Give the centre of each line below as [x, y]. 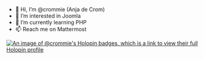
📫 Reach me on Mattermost [51, 29]
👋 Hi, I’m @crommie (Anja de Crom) [60, 9]
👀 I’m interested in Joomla [48, 16]
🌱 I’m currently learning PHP [51, 22]
